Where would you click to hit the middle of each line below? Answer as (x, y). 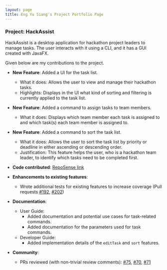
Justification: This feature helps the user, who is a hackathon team (88, 152)
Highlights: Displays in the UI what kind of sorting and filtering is (86, 92)
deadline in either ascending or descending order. (71, 147)
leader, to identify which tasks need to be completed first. (79, 158)
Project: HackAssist (30, 32)
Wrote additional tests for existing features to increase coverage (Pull (91, 186)
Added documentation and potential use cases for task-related (91, 216)
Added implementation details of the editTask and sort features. (93, 243)
